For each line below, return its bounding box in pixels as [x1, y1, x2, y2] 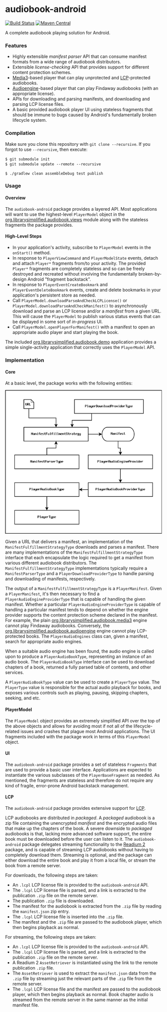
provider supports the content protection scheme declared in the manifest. [5, 612, 158, 618]
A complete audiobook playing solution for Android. [5, 29, 111, 35]
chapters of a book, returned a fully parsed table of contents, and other [5, 664, 152, 670]
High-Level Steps [5, 233, 42, 239]
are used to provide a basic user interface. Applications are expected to [5, 766, 152, 772]
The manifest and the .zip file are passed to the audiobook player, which [12, 919, 162, 925]
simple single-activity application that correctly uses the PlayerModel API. [5, 344, 156, 350]
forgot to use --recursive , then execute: [5, 146, 88, 152]
